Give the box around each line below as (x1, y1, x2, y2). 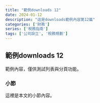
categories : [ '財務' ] (5, 21, 50, 27)
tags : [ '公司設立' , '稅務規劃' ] (5, 31, 68, 36)
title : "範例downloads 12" (5, 7, 61, 13)
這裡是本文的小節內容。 (5, 92, 55, 98)
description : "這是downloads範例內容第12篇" (5, 17, 95, 22)
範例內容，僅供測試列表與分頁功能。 (5, 66, 82, 72)
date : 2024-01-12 (5, 12, 42, 17)
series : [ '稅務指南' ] (5, 27, 48, 32)
